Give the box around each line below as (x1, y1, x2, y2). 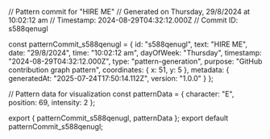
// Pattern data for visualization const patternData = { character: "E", (8, 89, 235, 99)
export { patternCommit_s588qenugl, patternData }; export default (8, 113, 229, 123)
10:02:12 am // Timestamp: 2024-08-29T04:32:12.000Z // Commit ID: (8, 15, 239, 25)
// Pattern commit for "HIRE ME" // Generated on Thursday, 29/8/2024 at (8, 7, 251, 16)
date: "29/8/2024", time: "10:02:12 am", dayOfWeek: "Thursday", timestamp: (8, 48, 262, 57)
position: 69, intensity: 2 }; (8, 98, 96, 107)
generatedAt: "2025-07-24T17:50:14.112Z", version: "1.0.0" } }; (8, 74, 214, 83)
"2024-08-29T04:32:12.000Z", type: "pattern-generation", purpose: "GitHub (8, 56, 263, 66)
